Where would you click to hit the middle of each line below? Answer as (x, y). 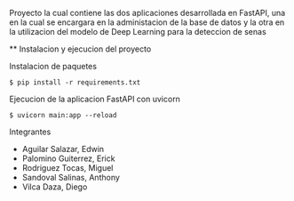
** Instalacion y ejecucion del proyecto (80, 49)
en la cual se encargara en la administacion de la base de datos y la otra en (147, 22)
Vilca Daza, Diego (55, 187)
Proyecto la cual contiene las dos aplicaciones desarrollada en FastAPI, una (147, 13)
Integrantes (30, 132)
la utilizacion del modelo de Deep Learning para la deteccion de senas (138, 32)
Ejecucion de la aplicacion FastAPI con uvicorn (95, 99)
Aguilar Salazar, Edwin (63, 149)
